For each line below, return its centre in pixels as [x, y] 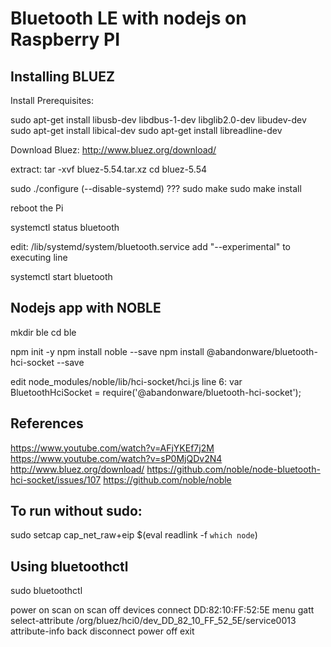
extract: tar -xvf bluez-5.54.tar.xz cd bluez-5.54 [108, 169]
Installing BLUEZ [62, 76]
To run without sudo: [76, 511]
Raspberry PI [65, 39]
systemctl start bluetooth [61, 276]
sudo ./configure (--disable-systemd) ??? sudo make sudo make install [156, 188]
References [47, 423]
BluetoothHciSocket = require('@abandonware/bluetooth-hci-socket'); [156, 392]
